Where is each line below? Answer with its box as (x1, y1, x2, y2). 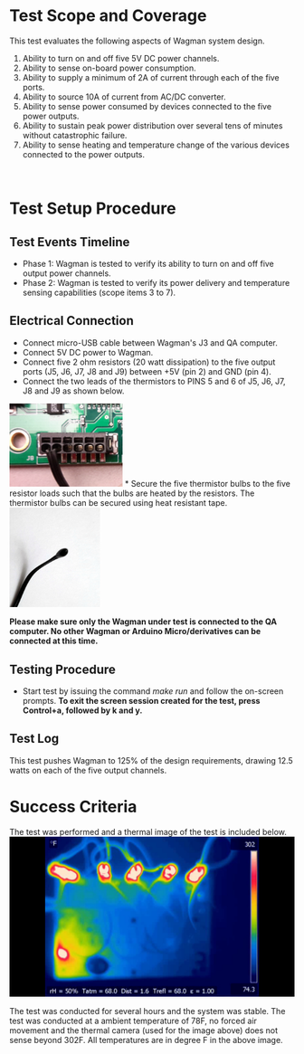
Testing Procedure (9, 661, 116, 677)
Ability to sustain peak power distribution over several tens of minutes (22, 119, 283, 131)
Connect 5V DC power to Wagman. (22, 347, 154, 357)
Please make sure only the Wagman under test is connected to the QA (9, 616, 278, 627)
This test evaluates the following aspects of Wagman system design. (9, 35, 265, 46)
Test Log (9, 731, 60, 746)
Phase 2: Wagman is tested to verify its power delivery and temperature (22, 277, 290, 288)
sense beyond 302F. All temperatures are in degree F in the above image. (9, 1035, 283, 1046)
